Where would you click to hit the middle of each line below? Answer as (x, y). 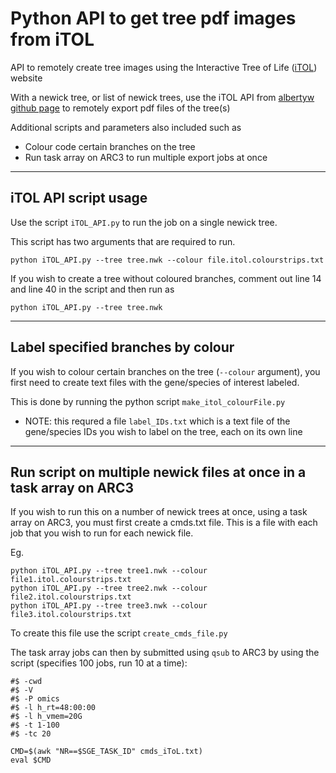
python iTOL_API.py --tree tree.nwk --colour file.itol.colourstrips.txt (167, 260)
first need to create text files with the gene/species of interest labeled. (155, 382)
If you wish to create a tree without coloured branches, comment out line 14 (166, 278)
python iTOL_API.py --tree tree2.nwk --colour (109, 588)
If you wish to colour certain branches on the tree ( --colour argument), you (165, 371)
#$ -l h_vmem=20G (46, 717)
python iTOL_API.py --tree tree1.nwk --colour (109, 571)
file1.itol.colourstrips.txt (71, 580)
